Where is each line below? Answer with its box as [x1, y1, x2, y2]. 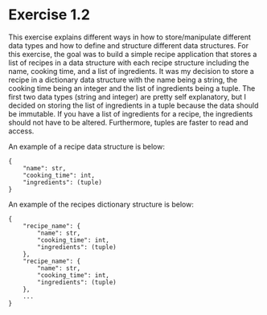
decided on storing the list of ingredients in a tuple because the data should [8, 100, 259, 110]
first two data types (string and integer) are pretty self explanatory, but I [8, 92, 247, 101]
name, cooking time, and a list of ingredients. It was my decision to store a [8, 66, 255, 76]
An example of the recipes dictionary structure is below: [8, 199, 195, 209]
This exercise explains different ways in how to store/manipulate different [8, 32, 252, 42]
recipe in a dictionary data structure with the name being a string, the [8, 75, 238, 84]
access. [8, 126, 35, 136]
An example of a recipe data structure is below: [8, 141, 165, 151]
